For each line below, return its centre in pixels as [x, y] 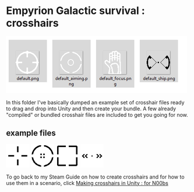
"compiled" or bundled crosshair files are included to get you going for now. [97, 114]
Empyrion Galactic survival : [76, 11]
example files [31, 133]
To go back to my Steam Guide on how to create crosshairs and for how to [95, 177]
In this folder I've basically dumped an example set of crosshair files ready [95, 102]
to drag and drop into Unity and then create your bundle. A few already [91, 109]
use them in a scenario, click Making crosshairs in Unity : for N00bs [87, 183]
